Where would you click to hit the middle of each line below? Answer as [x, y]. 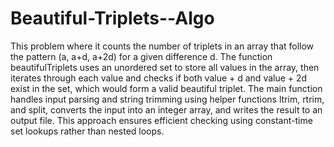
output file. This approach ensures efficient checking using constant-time [161, 120]
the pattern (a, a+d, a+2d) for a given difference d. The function [141, 56]
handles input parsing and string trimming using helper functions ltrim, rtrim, [167, 99]
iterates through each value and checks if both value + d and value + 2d [159, 78]
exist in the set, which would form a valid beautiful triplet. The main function [166, 88]
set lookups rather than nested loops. [87, 131]
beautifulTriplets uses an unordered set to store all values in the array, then [165, 67]
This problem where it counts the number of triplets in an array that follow [162, 46]
